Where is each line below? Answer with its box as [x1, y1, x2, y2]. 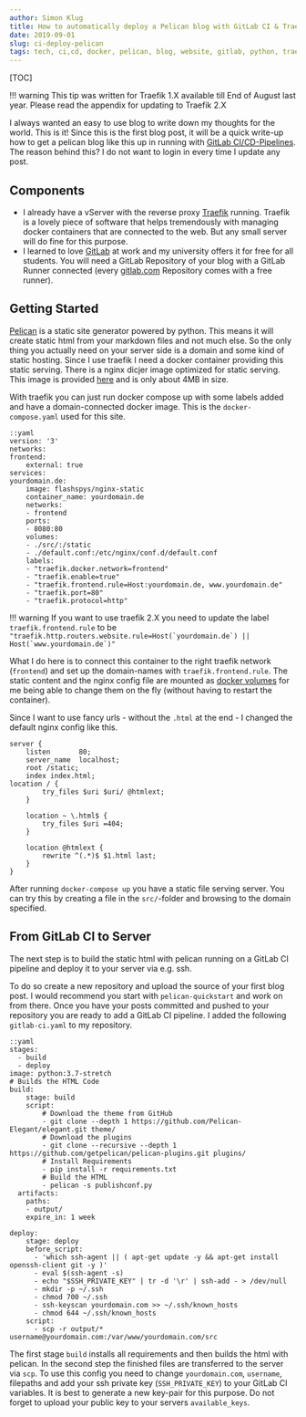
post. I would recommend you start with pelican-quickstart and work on [9, 990, 284, 1001]
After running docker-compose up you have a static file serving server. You [9, 882, 285, 894]
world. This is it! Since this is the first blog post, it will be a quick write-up [9, 127, 284, 138]
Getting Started [9, 301, 99, 317]
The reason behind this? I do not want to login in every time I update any [9, 147, 280, 158]
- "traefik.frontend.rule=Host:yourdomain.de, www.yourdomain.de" [25, 580, 283, 589]
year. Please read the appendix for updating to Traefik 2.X [9, 99, 227, 110]
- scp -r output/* [33, 1324, 104, 1333]
